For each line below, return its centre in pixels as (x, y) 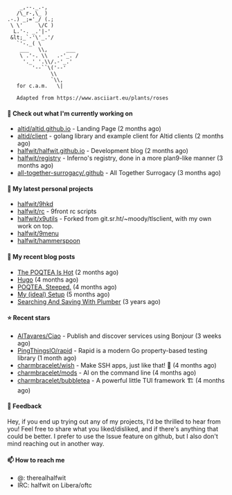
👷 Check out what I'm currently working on (70, 113)
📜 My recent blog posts (41, 256)
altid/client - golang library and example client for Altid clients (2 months (120, 136)
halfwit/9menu (38, 233)
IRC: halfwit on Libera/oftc (54, 485)
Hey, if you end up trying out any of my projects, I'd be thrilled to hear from (114, 422)
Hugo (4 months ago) (48, 279)
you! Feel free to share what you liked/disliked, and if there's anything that (113, 429)
